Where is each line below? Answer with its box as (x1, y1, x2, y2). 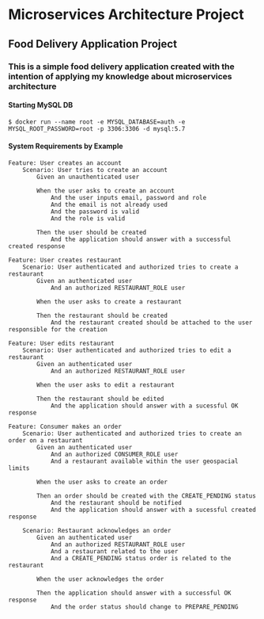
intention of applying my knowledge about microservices (8, 71, 232, 82)
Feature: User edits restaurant (8, 339, 115, 347)
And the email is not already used (50, 201, 168, 208)
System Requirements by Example (8, 141, 124, 151)
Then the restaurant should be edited (36, 395, 164, 403)
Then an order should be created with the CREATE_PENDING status (36, 491, 257, 500)
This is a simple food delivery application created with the (8, 61, 235, 72)
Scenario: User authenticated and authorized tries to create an (22, 430, 243, 438)
